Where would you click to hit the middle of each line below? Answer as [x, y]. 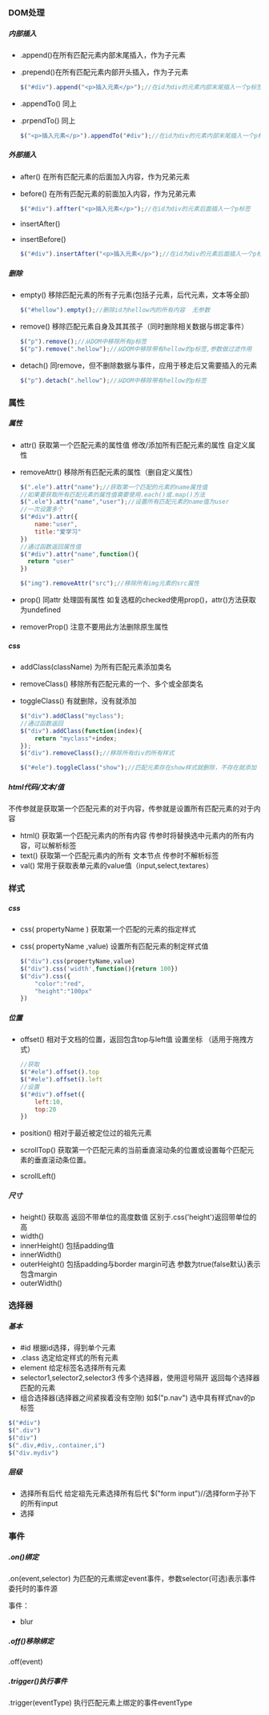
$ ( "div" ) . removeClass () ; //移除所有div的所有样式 [97, 753]
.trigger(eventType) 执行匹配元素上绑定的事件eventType [100, 1703]
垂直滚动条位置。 [62, 1160]
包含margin [38, 1274]
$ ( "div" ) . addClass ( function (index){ [81, 731]
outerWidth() [41, 1283]
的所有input [39, 1504]
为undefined [40, 610]
